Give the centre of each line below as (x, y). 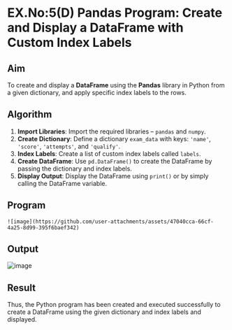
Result (22, 288)
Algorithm (30, 114)
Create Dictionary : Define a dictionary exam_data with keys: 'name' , (114, 138)
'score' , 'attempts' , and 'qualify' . (69, 146)
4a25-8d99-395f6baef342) (43, 228)
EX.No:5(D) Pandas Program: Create (115, 13)
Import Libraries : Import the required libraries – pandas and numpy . (111, 131)
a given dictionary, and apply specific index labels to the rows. (97, 93)
